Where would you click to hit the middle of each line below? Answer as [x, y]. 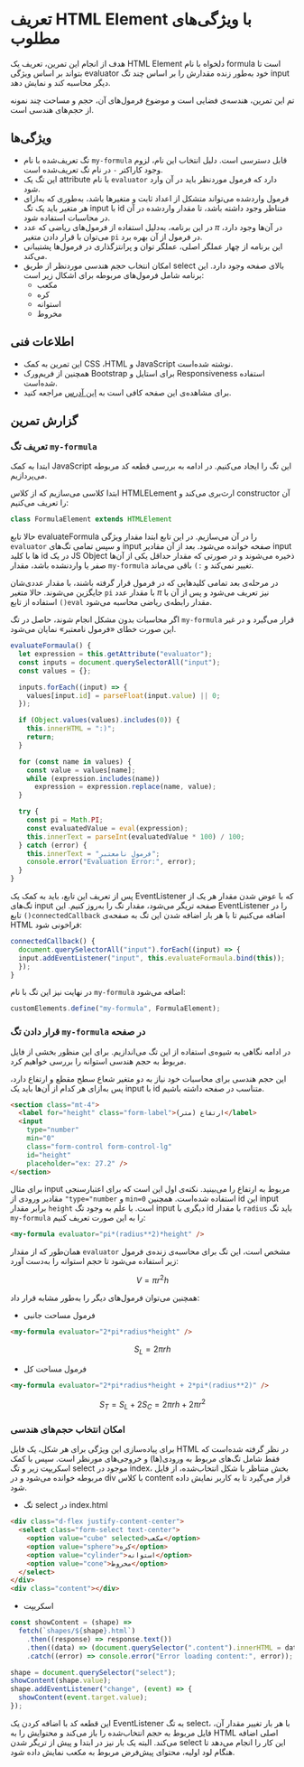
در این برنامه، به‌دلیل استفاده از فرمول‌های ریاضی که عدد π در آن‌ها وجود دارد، [153, 227]
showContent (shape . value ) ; [61, 1681]
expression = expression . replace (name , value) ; [125, 787]
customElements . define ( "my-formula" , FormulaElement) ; [115, 1009]
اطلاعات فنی [42, 342]
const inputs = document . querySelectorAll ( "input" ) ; [120, 662]
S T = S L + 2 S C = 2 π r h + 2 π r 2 [152, 1404]
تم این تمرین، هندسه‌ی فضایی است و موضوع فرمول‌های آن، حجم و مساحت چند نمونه [152, 100]
